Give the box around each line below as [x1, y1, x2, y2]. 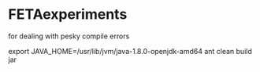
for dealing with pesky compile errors [8, 31, 130, 41]
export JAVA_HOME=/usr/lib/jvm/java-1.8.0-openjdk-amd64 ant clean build [8, 46, 252, 56]
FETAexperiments [8, 5, 128, 23]
